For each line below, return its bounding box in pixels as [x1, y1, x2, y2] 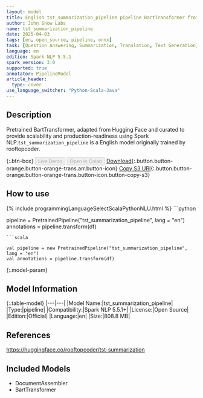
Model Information [6, 283, 78, 294]
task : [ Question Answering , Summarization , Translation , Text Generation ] [6, 43, 199, 49]
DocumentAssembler [14, 379, 68, 387]
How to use [6, 188, 50, 199]
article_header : [6, 76, 47, 82]
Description [6, 110, 51, 120]
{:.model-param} [6, 266, 48, 274]
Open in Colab [69, 158, 102, 164]
